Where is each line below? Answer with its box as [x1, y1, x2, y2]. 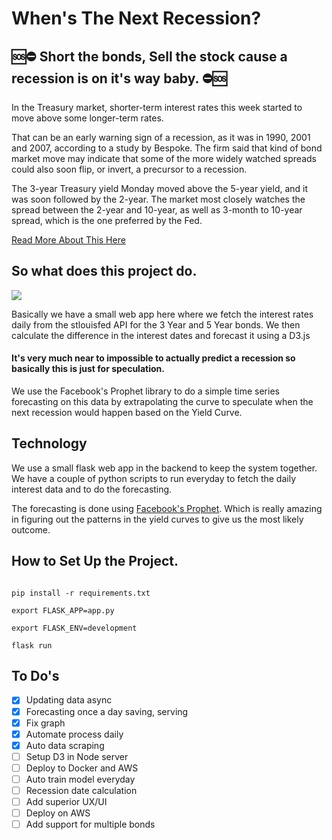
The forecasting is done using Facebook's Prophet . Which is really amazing [11, 502, 323, 514]
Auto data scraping [25, 739, 105, 751]
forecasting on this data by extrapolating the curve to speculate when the [11, 396, 314, 408]
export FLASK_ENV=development [11, 623, 138, 633]
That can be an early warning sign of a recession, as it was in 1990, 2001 [11, 132, 311, 143]
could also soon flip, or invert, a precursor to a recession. [11, 163, 248, 175]
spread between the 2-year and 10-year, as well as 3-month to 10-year [11, 204, 303, 216]
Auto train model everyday [25, 773, 136, 785]
